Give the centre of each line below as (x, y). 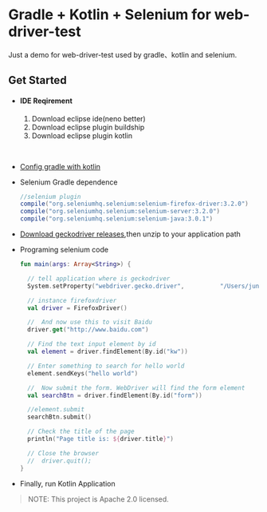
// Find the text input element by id (92, 344)
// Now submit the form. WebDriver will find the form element (136, 388)
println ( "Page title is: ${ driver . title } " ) (100, 439)
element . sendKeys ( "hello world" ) (83, 373)
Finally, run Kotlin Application (67, 483)
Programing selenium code (64, 250)
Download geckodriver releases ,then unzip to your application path (130, 234)
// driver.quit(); (59, 461)
